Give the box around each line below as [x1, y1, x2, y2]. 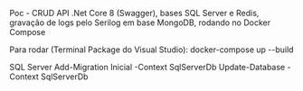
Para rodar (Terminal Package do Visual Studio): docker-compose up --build [9, 44, 294, 55]
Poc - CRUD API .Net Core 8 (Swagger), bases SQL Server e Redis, [9, 8, 260, 18]
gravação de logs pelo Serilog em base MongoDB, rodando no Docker [9, 17, 271, 28]
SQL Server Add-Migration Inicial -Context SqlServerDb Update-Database [9, 62, 286, 72]
